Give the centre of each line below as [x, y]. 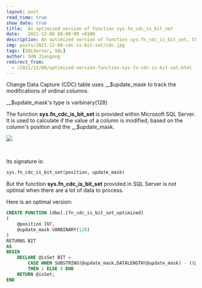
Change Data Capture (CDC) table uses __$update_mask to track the [91, 85]
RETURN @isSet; [36, 274]
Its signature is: [25, 161]
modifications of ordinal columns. [47, 91]
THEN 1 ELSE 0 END [51, 269]
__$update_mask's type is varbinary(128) [57, 103]
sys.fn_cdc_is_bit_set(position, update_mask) [66, 172]
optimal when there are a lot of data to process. [65, 190]
